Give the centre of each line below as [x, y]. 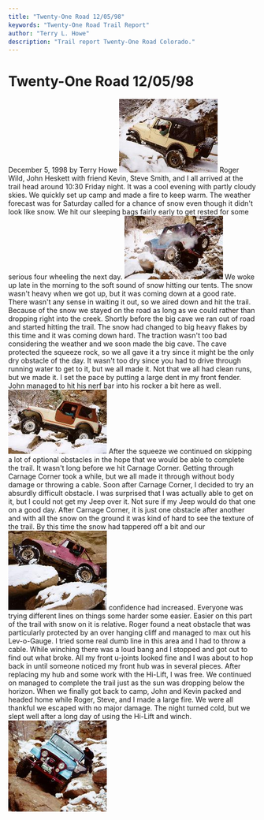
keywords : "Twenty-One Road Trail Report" [79, 25]
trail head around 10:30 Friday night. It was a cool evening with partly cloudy [132, 187]
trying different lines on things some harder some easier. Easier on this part [130, 616]
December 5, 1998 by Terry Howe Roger [124, 170]
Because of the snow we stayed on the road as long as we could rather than [132, 311]
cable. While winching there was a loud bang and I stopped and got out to [128, 650]
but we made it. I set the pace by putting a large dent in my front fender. [125, 378]
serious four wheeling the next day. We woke [131, 277]
